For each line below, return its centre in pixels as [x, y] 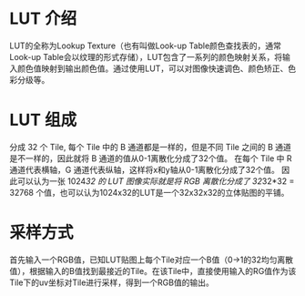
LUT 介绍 [43, 19]
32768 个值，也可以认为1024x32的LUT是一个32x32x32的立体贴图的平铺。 [149, 192]
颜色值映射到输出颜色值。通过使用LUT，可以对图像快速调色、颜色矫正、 [152, 68]
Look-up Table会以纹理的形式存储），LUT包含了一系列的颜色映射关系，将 [146, 56]
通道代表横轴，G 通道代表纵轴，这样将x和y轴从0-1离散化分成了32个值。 [145, 169]
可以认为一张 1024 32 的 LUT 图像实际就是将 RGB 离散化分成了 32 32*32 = [156, 181]
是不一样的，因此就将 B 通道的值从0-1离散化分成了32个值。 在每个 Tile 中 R [151, 158]
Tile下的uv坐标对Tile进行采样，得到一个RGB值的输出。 [112, 282]
